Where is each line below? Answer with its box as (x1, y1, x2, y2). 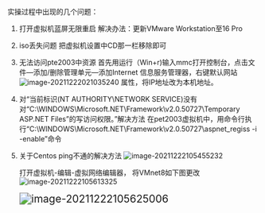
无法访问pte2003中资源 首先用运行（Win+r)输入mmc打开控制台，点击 (18, 58, 248, 67)
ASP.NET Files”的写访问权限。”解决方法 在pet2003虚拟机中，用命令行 (18, 114, 245, 123)
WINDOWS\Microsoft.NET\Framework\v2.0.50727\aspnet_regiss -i (38, 124, 258, 134)
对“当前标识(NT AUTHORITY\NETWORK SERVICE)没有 (18, 95, 198, 103)
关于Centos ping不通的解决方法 (18, 151, 123, 161)
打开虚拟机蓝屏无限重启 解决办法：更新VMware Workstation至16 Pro (18, 24, 244, 33)
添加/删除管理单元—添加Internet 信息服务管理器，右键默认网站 (33, 68, 238, 77)
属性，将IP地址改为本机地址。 (120, 78, 218, 87)
